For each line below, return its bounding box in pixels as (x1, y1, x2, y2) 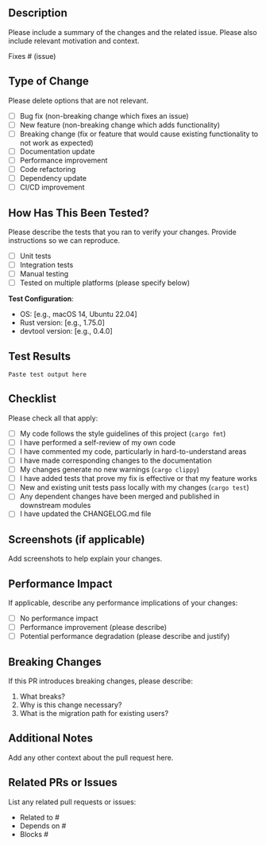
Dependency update (19, 174, 87, 182)
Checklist (8, 392, 57, 405)
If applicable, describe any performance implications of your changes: (8, 598, 238, 608)
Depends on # (19, 820, 67, 831)
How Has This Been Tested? (8, 206, 149, 220)
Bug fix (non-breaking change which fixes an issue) (19, 111, 189, 120)
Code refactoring (19, 164, 76, 174)
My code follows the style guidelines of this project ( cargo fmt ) (19, 428, 226, 438)
